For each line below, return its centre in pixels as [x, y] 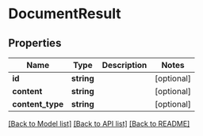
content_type [38, 104]
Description [124, 65]
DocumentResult [65, 14]
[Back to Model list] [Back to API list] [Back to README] [99, 124]
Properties [35, 43]
